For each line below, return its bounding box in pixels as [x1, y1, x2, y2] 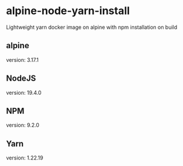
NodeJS [6, 74, 36, 84]
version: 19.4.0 [6, 89, 42, 96]
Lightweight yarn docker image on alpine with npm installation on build [6, 24, 178, 31]
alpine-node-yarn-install [6, 4, 130, 18]
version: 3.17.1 [6, 56, 39, 63]
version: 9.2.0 [6, 122, 39, 129]
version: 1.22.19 [6, 154, 44, 161]
